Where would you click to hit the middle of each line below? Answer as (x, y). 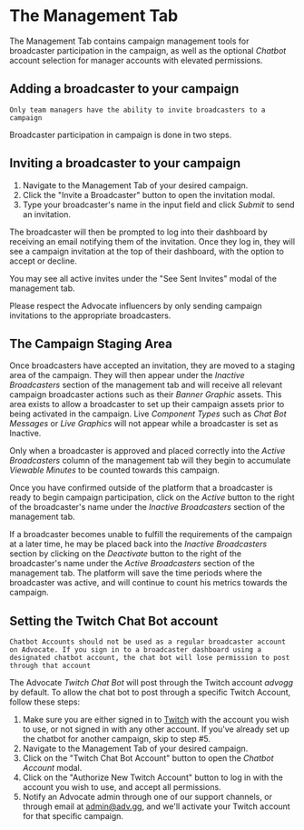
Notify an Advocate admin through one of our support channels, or (147, 797)
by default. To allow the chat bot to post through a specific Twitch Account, (150, 693)
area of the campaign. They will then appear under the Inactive (127, 375)
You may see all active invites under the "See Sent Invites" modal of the (143, 278)
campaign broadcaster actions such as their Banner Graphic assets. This (146, 395)
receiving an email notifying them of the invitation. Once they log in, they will (152, 241)
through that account (50, 666)
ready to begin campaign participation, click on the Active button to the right (152, 497)
